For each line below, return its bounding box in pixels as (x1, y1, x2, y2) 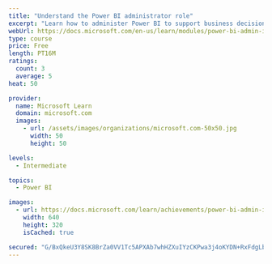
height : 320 (23, 220, 63, 229)
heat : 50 (8, 79, 38, 87)
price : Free (8, 42, 49, 50)
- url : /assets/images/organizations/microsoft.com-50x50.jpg (23, 125, 237, 133)
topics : (8, 176, 35, 185)
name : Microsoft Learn (15, 102, 92, 110)
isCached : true (23, 228, 74, 236)
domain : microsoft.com (15, 109, 92, 117)
